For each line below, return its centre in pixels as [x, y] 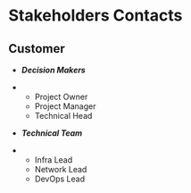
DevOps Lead [60, 179]
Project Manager [65, 106]
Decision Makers [53, 70]
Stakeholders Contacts [95, 16]
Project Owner [61, 96]
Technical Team [52, 133]
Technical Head [63, 116]
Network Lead [61, 169]
